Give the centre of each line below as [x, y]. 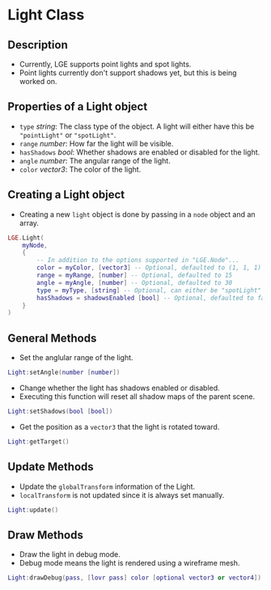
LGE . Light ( [26, 238]
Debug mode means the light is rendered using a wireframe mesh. [129, 563]
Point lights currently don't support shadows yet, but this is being [128, 73]
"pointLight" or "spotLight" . [68, 134]
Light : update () [33, 510]
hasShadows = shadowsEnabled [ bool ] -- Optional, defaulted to [145, 298]
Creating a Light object [66, 195]
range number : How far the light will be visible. [96, 143]
